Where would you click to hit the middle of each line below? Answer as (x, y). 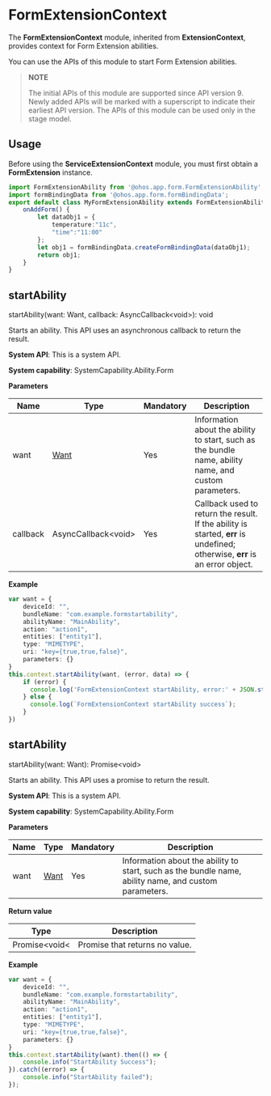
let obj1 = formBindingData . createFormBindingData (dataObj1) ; (144, 247)
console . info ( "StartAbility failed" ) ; (88, 1077)
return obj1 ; (59, 255)
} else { (38, 697)
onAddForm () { (46, 210)
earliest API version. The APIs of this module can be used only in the (142, 110)
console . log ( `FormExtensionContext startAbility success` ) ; (133, 705)
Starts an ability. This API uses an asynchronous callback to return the (125, 330)
